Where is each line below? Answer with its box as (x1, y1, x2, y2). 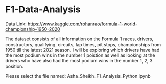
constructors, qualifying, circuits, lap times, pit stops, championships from (5, 41, 161, 47)
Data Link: (5, 20, 27, 27)
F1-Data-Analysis (5, 4, 81, 15)
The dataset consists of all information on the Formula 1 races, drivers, (5, 36, 154, 42)
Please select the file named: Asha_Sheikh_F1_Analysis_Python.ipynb (5, 73, 151, 79)
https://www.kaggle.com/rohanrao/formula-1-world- (27, 20, 138, 27)
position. (5, 63, 24, 69)
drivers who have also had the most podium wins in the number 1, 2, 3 (5, 57, 153, 64)
